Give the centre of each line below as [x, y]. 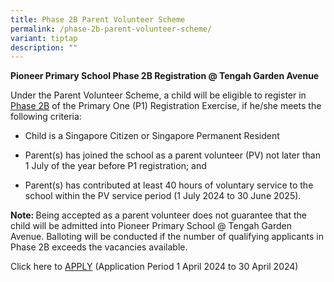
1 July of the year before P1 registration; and [115, 166]
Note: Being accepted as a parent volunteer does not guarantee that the [158, 215]
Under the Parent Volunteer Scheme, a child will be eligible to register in [158, 95]
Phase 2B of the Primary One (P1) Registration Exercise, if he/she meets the [166, 106]
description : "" [44, 47]
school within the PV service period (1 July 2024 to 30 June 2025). [163, 196]
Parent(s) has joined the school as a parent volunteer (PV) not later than [172, 155]
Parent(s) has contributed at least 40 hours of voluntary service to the [169, 185]
